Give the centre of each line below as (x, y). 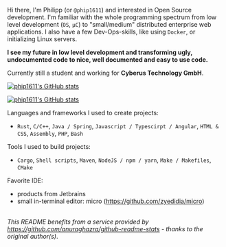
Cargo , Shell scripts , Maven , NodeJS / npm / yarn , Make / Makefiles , (114, 160)
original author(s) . (33, 236)
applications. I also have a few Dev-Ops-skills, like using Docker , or (101, 32)
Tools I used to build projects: (49, 146)
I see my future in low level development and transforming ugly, (100, 52)
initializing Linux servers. (42, 39)
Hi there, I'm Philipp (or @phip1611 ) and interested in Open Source (100, 10)
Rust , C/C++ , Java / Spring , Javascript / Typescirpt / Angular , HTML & (118, 126)
